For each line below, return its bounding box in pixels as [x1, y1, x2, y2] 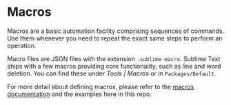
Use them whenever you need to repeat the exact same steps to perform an [7, 34, 223, 42]
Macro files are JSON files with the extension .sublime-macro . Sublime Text [7, 54, 221, 62]
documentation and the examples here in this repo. [7, 90, 152, 98]
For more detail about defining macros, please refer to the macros [7, 82, 194, 91]
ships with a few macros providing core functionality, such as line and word [7, 62, 221, 70]
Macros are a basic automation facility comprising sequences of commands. [7, 27, 225, 35]
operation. [7, 41, 37, 49]
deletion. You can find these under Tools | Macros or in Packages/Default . [7, 69, 217, 78]
